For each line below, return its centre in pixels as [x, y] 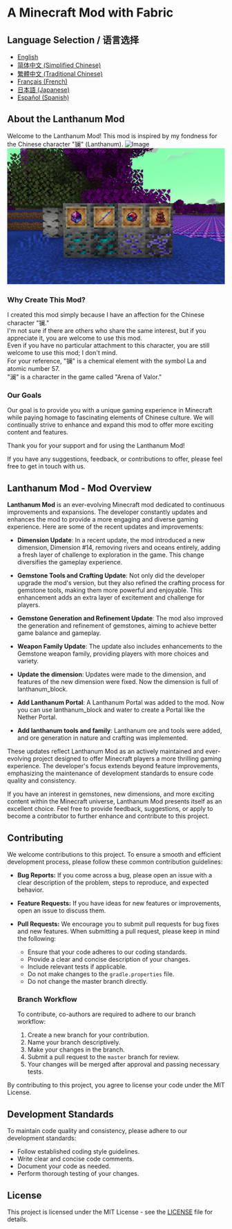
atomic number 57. [33, 369]
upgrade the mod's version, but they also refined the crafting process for [121, 583]
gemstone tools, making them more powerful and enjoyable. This [109, 590]
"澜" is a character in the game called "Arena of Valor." [85, 377]
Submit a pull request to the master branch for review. [103, 1057]
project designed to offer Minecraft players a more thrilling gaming [127, 759]
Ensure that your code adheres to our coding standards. [107, 952]
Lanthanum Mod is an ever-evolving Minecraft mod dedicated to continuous [116, 505]
